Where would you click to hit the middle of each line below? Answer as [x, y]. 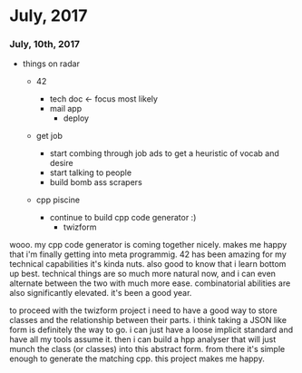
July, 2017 [49, 16]
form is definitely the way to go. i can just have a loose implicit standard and [151, 330]
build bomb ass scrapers [96, 182]
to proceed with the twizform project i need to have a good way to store [144, 310]
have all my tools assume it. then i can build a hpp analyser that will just [143, 339]
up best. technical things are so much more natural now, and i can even [143, 274]
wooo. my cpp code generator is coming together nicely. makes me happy [148, 245]
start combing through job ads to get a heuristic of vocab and [164, 153]
